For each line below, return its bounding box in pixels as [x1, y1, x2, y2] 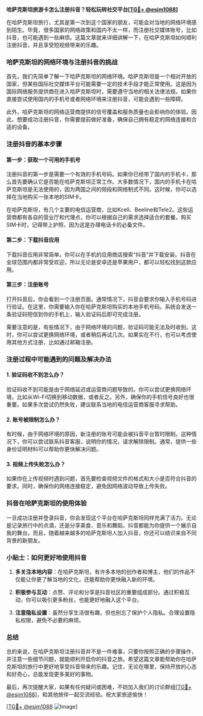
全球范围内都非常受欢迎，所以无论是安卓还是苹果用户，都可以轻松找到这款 [6, 258, 192, 265]
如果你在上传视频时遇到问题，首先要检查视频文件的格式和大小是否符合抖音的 [6, 475, 197, 482]
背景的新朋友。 [6, 537, 43, 544]
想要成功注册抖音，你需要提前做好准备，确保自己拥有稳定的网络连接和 [16, 116, 192, 123]
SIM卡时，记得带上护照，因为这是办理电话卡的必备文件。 [6, 221, 149, 228]
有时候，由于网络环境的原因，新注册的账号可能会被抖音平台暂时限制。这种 [6, 430, 192, 437]
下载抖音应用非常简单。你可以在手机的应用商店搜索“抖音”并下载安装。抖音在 [6, 251, 196, 258]
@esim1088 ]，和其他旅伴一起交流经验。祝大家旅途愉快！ [6, 691, 149, 698]
